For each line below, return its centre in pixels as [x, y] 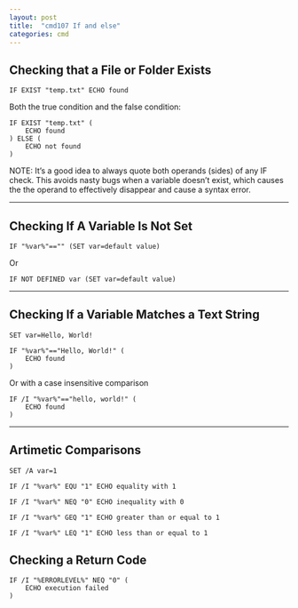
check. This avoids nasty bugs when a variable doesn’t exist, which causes [146, 180]
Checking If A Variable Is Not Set [101, 226]
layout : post [33, 17]
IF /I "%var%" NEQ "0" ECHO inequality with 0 [97, 502]
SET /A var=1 [33, 471]
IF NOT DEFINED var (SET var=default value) [93, 279]
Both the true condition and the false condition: [95, 107]
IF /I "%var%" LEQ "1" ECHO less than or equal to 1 [109, 533]
